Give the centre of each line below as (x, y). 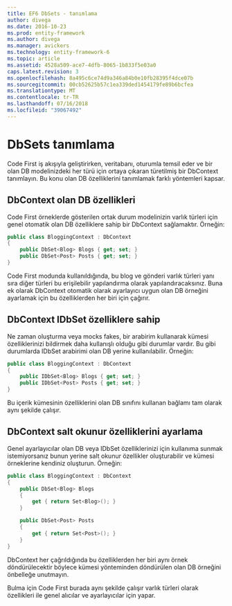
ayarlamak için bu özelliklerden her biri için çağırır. (79, 298)
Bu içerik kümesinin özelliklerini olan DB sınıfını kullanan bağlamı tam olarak (115, 403)
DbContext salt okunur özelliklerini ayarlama (105, 432)
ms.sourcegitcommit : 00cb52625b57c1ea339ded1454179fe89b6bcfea (100, 84)
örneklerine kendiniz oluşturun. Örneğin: (65, 463)
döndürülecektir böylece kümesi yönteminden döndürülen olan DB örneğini (114, 567)
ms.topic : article (34, 59)
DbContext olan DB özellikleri (71, 200)
